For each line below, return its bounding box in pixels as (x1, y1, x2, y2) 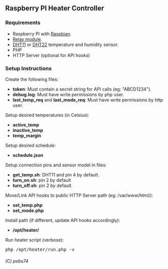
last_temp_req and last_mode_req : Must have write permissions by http (12, 97, 163, 103)
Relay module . (12, 36, 42, 42)
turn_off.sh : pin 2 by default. (12, 182, 73, 189)
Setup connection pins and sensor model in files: (5, 162, 107, 168)
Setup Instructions (5, 65, 52, 72)
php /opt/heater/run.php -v (5, 246, 75, 252)
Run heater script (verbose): (5, 237, 64, 243)
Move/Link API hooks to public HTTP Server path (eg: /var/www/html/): (5, 192, 153, 198)
